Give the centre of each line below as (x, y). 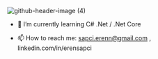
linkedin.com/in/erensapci (54, 48)
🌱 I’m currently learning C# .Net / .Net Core (79, 24)
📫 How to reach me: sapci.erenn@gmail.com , (84, 38)
